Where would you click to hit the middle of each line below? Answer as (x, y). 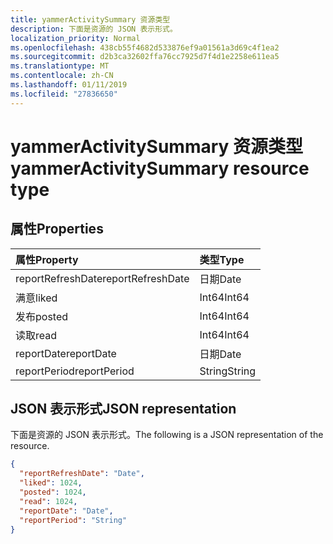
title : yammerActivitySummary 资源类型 (90, 19)
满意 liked (36, 298)
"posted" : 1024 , (53, 492)
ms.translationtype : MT (60, 66)
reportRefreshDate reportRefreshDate (102, 278)
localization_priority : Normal (75, 38)
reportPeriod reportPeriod (75, 371)
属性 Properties (57, 229)
